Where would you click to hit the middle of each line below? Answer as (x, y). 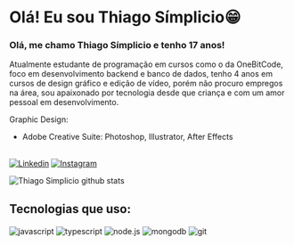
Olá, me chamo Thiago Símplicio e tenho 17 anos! (117, 45)
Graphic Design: (39, 119)
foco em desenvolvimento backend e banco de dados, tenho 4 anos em (141, 74)
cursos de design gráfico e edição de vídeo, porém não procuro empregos (146, 84)
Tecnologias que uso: (70, 209)
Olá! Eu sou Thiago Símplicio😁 (125, 17)
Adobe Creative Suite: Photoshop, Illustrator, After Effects (127, 137)
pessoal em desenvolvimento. (64, 102)
